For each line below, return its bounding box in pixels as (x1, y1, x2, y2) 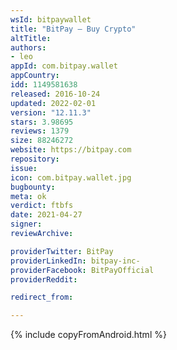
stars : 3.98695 (10, 117, 74, 127)
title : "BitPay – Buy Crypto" (10, 24, 137, 34)
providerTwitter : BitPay (10, 246, 114, 256)
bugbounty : (10, 182, 56, 192)
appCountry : (10, 71, 60, 81)
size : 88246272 (10, 136, 74, 146)
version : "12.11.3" (10, 107, 92, 118)
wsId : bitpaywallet (10, 14, 92, 25)
